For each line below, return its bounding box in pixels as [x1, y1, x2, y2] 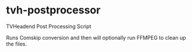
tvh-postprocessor [6, 4, 101, 17]
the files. [6, 40, 28, 47]
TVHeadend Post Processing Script [6, 23, 92, 30]
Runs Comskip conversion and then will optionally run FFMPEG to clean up [6, 34, 186, 41]
